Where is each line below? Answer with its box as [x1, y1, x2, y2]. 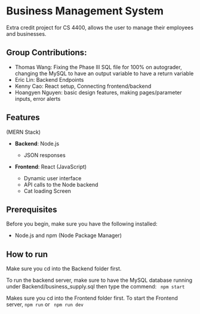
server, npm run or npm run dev [6, 301, 84, 308]
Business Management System [6, 4, 164, 18]
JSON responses [23, 151, 66, 159]
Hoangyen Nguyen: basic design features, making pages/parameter [14, 88, 182, 96]
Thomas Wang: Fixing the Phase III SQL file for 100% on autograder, [14, 63, 182, 70]
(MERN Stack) [6, 128, 41, 136]
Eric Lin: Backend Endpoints [14, 76, 84, 83]
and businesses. [6, 30, 47, 37]
